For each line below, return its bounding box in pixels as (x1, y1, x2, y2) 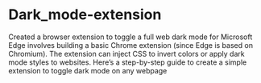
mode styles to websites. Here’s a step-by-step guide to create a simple (8, 57, 247, 67)
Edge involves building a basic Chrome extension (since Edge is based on (8, 40, 254, 49)
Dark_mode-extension (8, 6, 162, 24)
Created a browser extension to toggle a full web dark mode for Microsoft (8, 32, 253, 41)
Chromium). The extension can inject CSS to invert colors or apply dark (8, 49, 245, 58)
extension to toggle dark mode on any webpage (8, 65, 168, 75)
